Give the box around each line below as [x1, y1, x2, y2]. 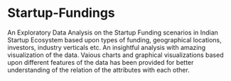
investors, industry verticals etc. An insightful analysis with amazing [7, 43, 206, 51]
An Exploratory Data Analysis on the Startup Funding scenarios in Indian [7, 28, 219, 37]
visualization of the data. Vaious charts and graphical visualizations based [7, 51, 224, 59]
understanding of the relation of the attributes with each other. [7, 66, 190, 74]
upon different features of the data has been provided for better [7, 58, 194, 66]
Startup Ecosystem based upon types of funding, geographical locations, [7, 35, 222, 44]
